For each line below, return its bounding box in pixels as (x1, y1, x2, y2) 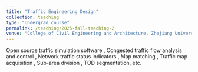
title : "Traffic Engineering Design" (6, 8, 99, 15)
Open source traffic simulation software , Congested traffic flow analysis (6, 47, 183, 54)
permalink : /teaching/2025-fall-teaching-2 (6, 25, 115, 31)
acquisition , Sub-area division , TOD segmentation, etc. (6, 60, 142, 67)
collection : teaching (6, 14, 60, 20)
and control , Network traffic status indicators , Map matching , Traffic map (6, 53, 188, 60)
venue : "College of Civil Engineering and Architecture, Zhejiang (6, 31, 173, 37)
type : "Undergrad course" (6, 19, 70, 25)
